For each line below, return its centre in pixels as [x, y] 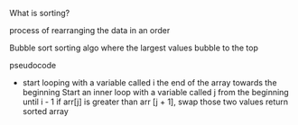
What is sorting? [40, 13]
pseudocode [33, 65]
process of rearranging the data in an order [90, 30]
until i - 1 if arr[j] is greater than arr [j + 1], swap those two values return [155, 102]
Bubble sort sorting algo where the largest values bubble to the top [134, 48]
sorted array [46, 111]
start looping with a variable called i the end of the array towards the [149, 83]
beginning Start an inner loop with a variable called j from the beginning [155, 92]
